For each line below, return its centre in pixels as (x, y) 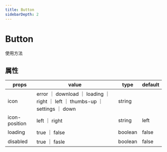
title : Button (20, 10)
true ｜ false (51, 133)
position (17, 124)
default (151, 85)
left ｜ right (49, 121)
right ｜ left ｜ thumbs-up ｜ (70, 101)
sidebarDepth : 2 (22, 14)
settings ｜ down (56, 109)
